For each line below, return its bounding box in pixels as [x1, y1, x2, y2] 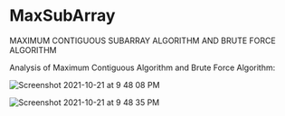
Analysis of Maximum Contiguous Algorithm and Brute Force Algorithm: [9, 62, 276, 73]
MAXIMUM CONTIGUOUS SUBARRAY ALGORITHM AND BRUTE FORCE [9, 35, 276, 46]
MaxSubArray [9, 5, 116, 26]
